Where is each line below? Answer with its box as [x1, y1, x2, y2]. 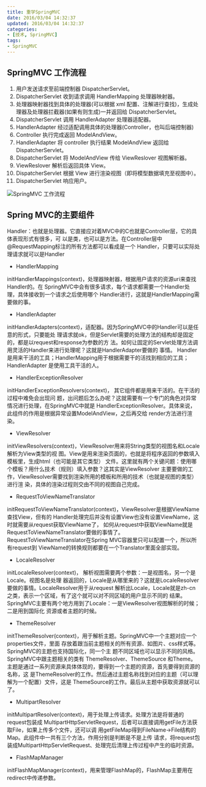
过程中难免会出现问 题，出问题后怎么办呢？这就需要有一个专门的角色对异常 [7, 394, 197, 401]
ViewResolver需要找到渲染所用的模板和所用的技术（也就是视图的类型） [17, 473, 197, 480]
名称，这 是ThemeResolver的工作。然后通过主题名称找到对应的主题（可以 [7, 670, 194, 678]
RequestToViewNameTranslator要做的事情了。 [7, 529, 124, 536]
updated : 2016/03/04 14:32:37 [7, 20, 85, 26]
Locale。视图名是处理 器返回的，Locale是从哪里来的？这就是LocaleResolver [7, 576, 199, 584]
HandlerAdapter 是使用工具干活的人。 [7, 362, 102, 369]
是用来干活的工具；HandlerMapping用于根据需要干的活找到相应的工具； [7, 354, 189, 361]
